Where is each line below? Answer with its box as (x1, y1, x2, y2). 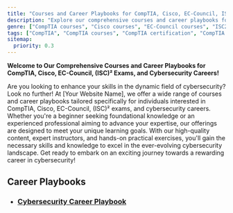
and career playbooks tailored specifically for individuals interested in (7, 97, 206, 105)
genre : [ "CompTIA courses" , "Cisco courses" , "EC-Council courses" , (7, 23, 209, 30)
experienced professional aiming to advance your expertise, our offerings (7, 119, 217, 127)
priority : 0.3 (13, 42, 54, 49)
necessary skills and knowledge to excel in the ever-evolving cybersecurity (7, 142, 223, 149)
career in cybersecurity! (7, 156, 76, 164)
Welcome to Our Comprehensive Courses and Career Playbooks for (7, 62, 206, 69)
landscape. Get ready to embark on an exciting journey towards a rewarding (7, 148, 225, 157)
